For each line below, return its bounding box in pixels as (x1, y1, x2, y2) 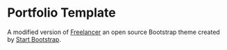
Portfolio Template (7, 5, 116, 21)
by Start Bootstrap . (7, 35, 61, 43)
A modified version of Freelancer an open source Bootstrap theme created (7, 28, 220, 36)
